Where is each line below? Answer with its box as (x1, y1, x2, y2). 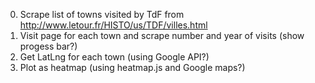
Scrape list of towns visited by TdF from (19, 9, 185, 20)
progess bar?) (19, 40, 78, 52)
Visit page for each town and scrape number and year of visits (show (19, 30, 305, 41)
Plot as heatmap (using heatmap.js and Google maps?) (19, 62, 246, 73)
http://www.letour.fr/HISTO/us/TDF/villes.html (19, 19, 208, 31)
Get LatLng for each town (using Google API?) (19, 51, 210, 63)
